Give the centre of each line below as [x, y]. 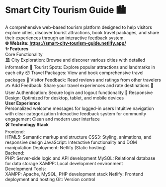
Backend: [15, 153]
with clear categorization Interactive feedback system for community [76, 113]
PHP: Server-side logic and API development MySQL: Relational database [80, 158]
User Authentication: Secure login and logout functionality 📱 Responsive [79, 93]
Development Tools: [26, 169]
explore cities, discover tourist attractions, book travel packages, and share [82, 32]
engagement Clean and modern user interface [53, 119]
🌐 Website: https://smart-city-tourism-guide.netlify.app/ [66, 43]
